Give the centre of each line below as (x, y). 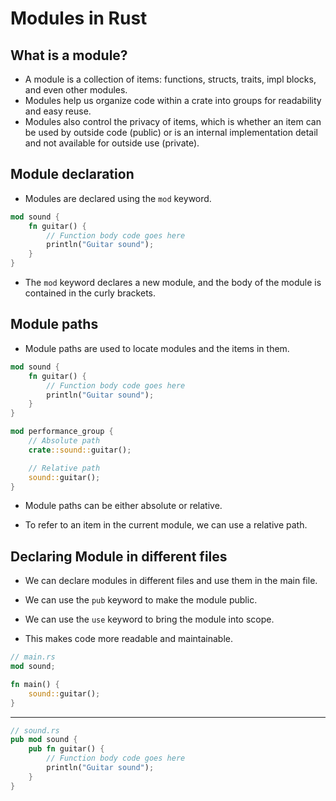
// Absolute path (64, 441)
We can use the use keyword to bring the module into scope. (149, 619)
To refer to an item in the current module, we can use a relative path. (166, 525)
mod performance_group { (62, 432)
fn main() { (35, 684)
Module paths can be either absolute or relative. (123, 506)
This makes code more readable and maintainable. (128, 639)
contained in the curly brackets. (90, 293)
